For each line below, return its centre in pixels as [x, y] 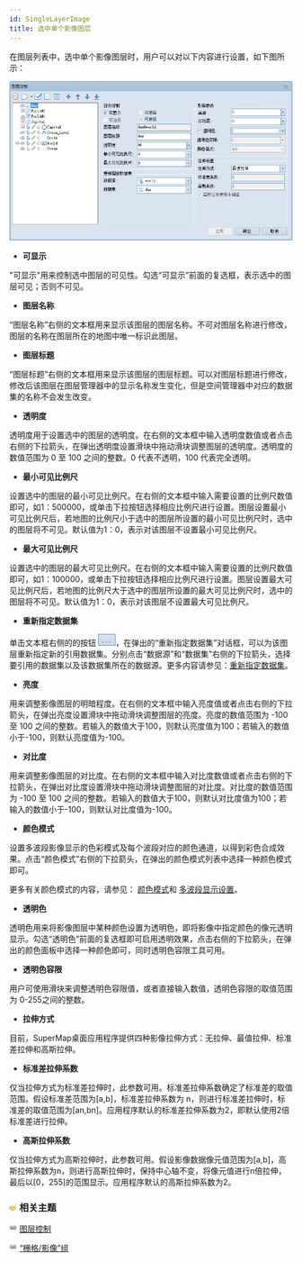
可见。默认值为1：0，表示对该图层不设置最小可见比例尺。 [155, 530]
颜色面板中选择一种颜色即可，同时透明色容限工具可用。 [127, 950]
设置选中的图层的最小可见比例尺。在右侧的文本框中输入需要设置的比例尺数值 [151, 496]
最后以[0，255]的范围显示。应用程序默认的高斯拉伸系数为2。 [123, 1182]
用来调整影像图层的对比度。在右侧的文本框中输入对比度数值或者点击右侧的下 [151, 776]
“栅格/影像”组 [44, 1248]
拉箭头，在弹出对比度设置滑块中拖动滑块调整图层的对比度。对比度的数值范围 [151, 787]
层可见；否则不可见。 [49, 286]
